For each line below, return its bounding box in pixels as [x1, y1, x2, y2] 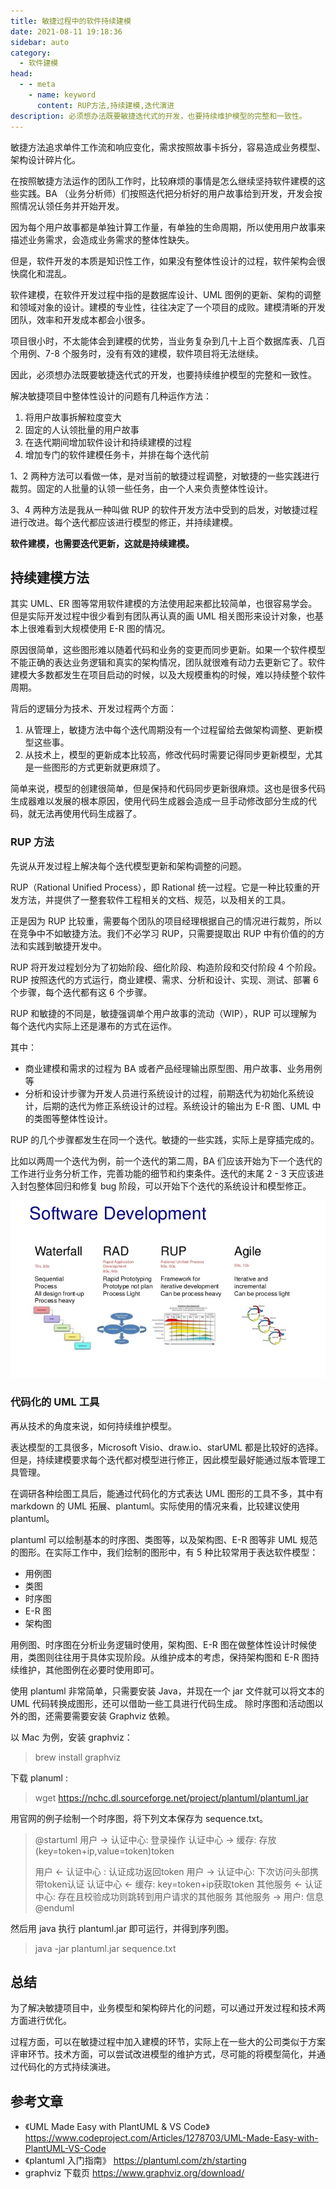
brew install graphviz [34, 1751, 122, 1763]
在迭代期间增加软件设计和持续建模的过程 [24, 436, 192, 448]
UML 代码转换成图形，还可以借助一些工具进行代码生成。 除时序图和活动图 [10, 1697, 315, 1709]
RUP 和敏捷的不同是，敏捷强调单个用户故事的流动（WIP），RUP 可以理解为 [10, 1007, 318, 1019]
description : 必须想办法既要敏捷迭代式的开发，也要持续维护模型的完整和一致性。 [10, 111, 307, 121]
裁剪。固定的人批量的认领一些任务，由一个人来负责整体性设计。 [10, 482, 273, 494]
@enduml [34, 1901, 75, 1914]
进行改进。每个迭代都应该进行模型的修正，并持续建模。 [10, 516, 238, 528]
